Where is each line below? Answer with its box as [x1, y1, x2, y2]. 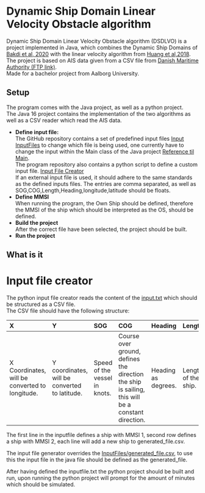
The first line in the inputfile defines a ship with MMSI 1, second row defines [6, 431, 196, 439]
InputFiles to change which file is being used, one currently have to [15, 141, 184, 149]
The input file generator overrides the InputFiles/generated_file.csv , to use [6, 450, 193, 457]
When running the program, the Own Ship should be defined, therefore [15, 199, 193, 207]
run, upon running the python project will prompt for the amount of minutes [6, 474, 195, 482]
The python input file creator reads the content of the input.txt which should [6, 294, 197, 302]
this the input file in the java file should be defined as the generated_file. [6, 456, 188, 464]
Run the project [15, 232, 56, 239]
